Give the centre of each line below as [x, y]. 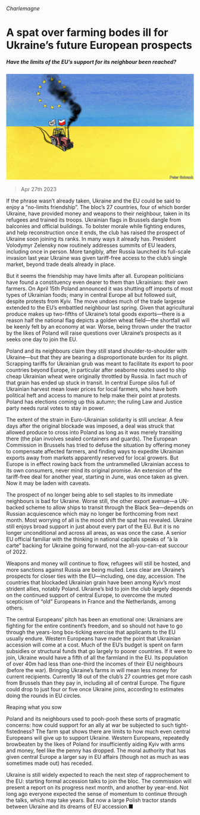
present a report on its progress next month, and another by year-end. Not [97, 788]
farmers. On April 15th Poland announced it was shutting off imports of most [99, 289]
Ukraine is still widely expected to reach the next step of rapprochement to [98, 775]
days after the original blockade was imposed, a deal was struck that [90, 426]
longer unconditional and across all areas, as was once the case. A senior [96, 533]
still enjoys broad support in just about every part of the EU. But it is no [93, 526]
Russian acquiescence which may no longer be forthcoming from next [92, 514]
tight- [182, 725]
